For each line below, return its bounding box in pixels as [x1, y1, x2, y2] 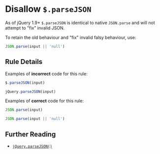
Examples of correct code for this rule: [5, 98, 84, 104]
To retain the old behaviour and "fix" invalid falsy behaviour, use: [5, 34, 136, 40]
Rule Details [5, 58, 43, 66]
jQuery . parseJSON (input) [5, 89, 56, 94]
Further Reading [5, 130, 56, 138]
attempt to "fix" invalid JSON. [5, 25, 65, 31]
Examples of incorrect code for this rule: [5, 70, 88, 77]
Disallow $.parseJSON [5, 3, 92, 15]
